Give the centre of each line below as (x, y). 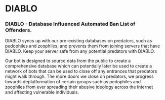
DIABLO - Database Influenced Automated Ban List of (70, 24)
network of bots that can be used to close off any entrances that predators (81, 71)
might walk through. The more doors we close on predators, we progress (80, 76)
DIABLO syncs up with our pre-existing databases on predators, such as (79, 41)
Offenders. (19, 30)
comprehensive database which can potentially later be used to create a (79, 66)
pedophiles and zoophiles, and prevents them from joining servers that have (82, 46)
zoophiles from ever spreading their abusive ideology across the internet (79, 87)
